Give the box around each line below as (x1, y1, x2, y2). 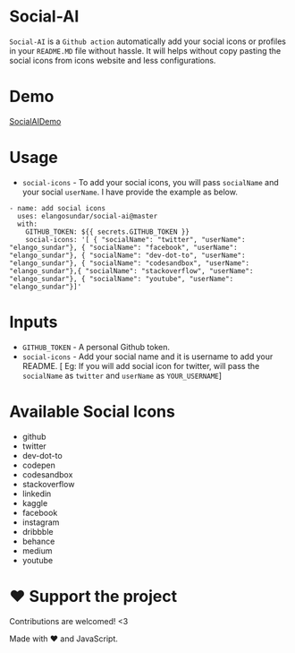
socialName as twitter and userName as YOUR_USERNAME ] (21, 370, 222, 381)
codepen (21, 460, 55, 470)
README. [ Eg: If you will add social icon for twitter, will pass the (21, 360, 260, 371)
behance (21, 536, 55, 546)
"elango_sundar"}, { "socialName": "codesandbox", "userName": (9, 258, 250, 268)
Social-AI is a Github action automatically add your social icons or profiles (9, 36, 286, 47)
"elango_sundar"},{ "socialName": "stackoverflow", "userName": (9, 266, 254, 275)
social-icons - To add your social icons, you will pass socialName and (21, 176, 279, 187)
